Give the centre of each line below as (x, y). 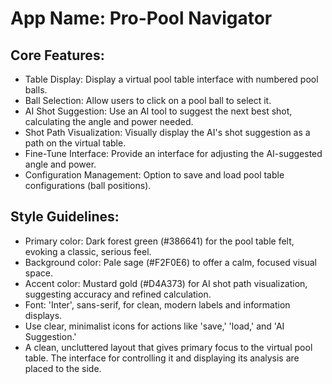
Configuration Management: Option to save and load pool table (154, 175)
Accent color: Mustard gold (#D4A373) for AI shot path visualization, (166, 283)
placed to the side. (63, 368)
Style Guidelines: (65, 217)
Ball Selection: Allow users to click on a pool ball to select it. (148, 100)
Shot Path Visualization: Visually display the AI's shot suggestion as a (167, 132)
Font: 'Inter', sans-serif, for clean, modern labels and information (157, 304)
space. (38, 273)
